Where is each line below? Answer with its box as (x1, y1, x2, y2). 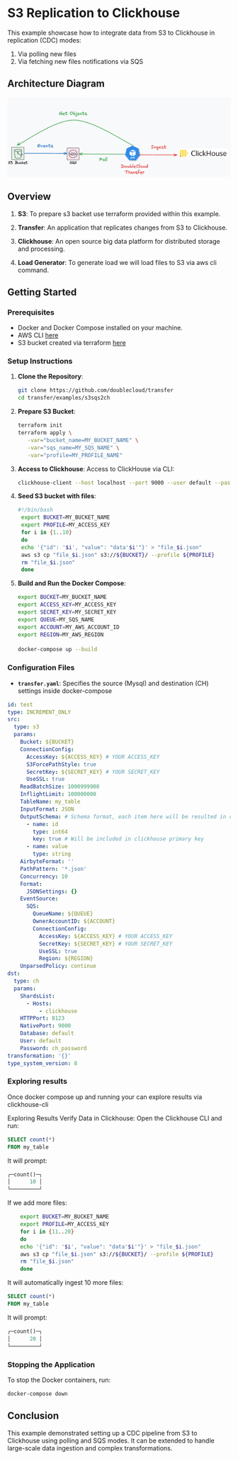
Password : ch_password (20, 1044, 87, 1052)
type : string (33, 850, 72, 858)
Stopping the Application (7, 1359, 96, 1369)
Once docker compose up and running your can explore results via (7, 1093, 203, 1101)
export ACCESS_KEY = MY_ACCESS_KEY (17, 601, 117, 609)
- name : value (25, 843, 69, 850)
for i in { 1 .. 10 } (21, 529, 72, 536)
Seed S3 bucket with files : (17, 492, 97, 500)
